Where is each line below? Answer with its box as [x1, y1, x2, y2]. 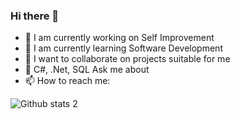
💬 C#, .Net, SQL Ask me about [24, 64, 150, 76]
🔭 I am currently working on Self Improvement [24, 32, 215, 44]
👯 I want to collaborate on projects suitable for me [24, 53, 231, 65]
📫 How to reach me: [24, 75, 111, 87]
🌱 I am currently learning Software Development [24, 42, 223, 54]
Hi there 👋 [10, 9, 60, 23]
